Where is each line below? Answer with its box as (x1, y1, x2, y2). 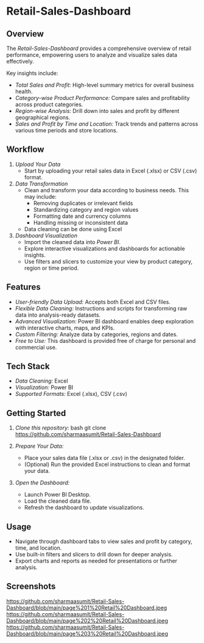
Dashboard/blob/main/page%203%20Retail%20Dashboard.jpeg (6, 630, 169, 637)
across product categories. (15, 101, 83, 108)
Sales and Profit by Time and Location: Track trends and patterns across (15, 120, 199, 128)
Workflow (6, 145, 44, 155)
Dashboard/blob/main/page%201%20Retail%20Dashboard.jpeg (6, 604, 167, 611)
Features (6, 282, 41, 292)
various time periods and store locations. (15, 127, 118, 134)
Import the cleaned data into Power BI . (24, 238, 121, 245)
